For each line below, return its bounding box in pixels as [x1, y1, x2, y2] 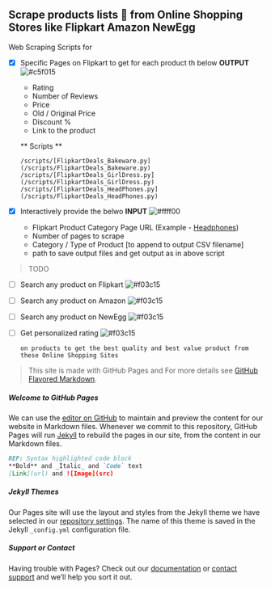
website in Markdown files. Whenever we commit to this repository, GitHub [8, 422, 258, 432]
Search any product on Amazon [19, 296, 126, 306]
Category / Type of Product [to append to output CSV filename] [32, 239, 244, 249]
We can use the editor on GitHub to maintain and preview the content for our [8, 413, 264, 423]
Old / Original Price [32, 108, 96, 118]
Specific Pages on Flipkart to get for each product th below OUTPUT [19, 57, 249, 67]
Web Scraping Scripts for [8, 42, 93, 52]
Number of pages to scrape [32, 231, 125, 241]
